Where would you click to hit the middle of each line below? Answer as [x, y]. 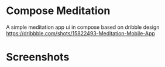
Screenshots [38, 57]
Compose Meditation [58, 11]
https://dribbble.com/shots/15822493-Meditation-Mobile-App [80, 33]
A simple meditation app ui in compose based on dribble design [83, 27]
